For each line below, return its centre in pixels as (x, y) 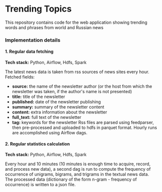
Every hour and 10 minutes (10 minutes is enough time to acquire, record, (78, 164)
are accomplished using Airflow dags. (50, 133)
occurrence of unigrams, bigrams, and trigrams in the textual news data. (77, 174)
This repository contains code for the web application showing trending (76, 22)
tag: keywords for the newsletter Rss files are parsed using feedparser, (83, 123)
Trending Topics (38, 9)
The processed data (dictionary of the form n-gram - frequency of (71, 179)
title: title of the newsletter (38, 97)
